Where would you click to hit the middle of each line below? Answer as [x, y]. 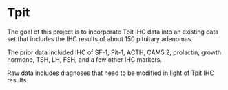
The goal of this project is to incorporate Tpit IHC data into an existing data [113, 32]
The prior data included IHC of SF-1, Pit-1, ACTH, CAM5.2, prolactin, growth [114, 52]
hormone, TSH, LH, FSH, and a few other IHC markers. [84, 59]
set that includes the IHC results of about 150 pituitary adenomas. [100, 38]
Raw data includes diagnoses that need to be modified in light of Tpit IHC [111, 73]
